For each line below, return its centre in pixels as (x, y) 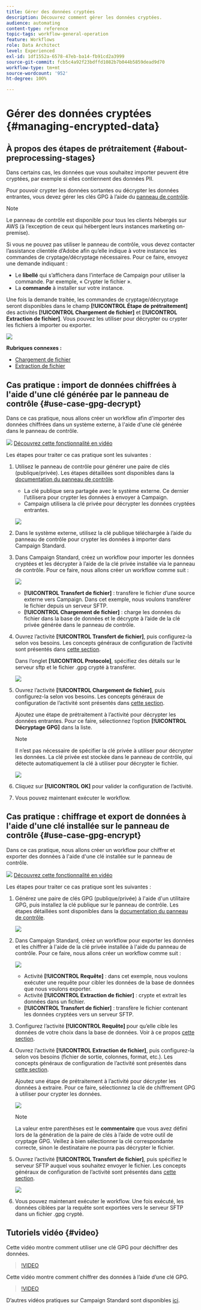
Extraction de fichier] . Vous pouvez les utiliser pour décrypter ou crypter (97, 319)
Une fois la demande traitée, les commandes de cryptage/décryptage (92, 300)
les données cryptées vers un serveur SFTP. (79, 1014)
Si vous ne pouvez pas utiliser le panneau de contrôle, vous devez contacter (100, 244)
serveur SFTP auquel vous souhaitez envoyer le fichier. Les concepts (100, 1165)
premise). (18, 233)
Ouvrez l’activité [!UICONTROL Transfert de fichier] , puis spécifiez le (101, 1159)
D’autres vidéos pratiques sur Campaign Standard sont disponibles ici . (93, 1300)
